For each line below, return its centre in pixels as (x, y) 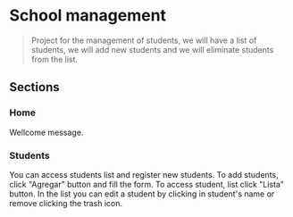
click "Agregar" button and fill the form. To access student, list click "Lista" (146, 184)
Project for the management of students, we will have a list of (144, 40)
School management (88, 16)
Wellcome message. (46, 132)
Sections (34, 87)
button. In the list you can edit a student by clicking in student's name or (142, 194)
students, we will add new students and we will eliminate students (152, 49)
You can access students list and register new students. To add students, (144, 174)
